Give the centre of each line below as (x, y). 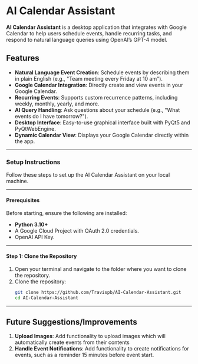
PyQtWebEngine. (35, 128)
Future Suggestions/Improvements (72, 322)
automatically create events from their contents (72, 342)
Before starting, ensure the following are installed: (67, 213)
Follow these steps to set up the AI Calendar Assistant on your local (88, 175)
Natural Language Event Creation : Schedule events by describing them (102, 72)
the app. (25, 141)
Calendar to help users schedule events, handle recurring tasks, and (89, 33)
